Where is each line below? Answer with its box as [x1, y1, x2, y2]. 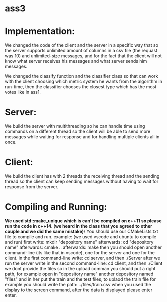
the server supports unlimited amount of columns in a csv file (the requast [5, 48, 158, 54]
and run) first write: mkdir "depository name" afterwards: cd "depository [5, 239, 154, 245]
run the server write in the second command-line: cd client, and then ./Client [5, 260, 163, 266]
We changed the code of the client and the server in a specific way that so [5, 42, 159, 48]
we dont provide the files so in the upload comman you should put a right [5, 265, 156, 271]
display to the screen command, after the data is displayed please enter [5, 287, 153, 293]
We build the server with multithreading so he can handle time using [5, 123, 145, 129]
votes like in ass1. [5, 89, 41, 95]
